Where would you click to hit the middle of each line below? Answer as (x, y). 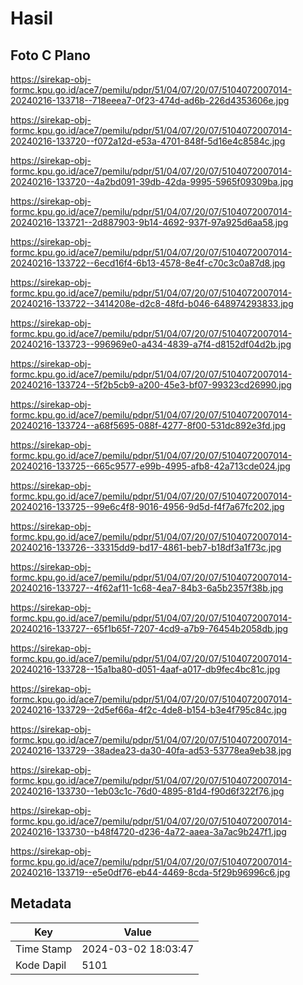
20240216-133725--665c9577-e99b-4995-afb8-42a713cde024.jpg (150, 466)
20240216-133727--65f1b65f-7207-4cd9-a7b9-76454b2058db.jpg (149, 628)
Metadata (41, 903)
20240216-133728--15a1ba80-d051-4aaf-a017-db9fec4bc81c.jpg (145, 669)
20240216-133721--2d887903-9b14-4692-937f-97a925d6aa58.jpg (149, 222)
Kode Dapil (41, 965)
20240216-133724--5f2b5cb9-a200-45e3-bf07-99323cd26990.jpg (151, 385)
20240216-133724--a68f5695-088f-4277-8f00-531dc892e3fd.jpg (148, 425)
